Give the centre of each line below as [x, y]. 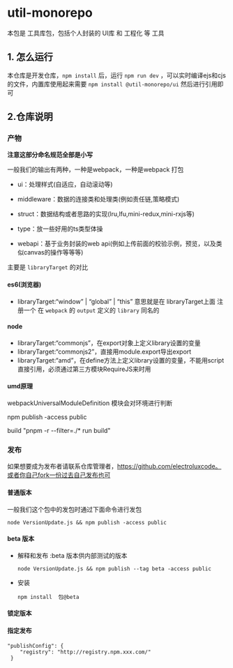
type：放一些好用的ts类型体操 [60, 229]
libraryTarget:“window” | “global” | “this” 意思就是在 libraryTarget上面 [116, 301]
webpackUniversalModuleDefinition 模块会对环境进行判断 [90, 403]
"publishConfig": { [36, 646]
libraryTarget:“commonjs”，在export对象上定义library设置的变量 [109, 342]
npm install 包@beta [48, 597]
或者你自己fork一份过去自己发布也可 [59, 475]
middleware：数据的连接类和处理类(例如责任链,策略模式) [98, 199]
